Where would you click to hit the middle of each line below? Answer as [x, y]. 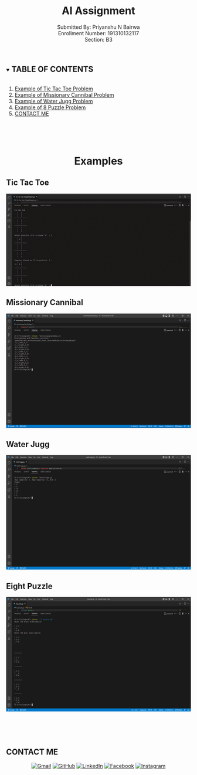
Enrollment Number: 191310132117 [98, 33]
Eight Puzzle [29, 586]
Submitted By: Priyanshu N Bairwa [98, 27]
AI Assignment [98, 11]
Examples [98, 161]
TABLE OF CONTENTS [52, 70]
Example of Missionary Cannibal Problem [64, 94]
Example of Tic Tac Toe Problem [54, 89]
